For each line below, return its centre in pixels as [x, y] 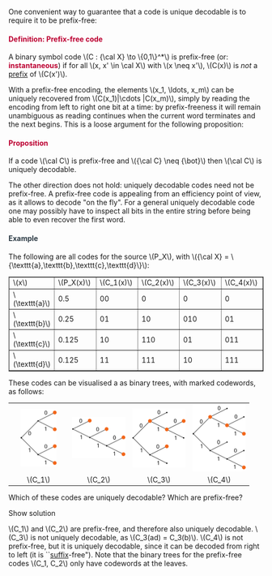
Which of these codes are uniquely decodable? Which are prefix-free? [125, 497]
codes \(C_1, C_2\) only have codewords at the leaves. [98, 564]
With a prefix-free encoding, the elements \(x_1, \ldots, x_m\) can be [121, 90]
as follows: [26, 391]
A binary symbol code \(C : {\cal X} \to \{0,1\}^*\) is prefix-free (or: [119, 57]
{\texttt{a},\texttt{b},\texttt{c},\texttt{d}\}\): [79, 265]
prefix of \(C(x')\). [38, 74]
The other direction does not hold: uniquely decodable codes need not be [132, 185]
